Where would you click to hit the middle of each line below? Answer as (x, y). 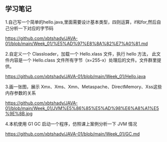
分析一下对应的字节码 (31, 28)
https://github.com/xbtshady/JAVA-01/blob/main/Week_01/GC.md (72, 133)
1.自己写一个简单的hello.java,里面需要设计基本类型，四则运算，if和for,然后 (81, 22)
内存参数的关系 (20, 93)
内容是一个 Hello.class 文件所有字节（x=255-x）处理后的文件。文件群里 (83, 60)
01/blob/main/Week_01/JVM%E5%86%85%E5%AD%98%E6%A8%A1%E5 (82, 108)
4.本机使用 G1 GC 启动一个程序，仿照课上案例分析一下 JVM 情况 (71, 123)
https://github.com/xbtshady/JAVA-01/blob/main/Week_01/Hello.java (75, 76)
